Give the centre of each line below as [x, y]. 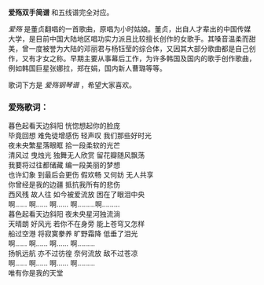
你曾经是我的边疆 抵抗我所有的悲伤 [64, 185]
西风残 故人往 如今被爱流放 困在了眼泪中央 [77, 195]
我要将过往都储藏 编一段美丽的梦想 [64, 165]
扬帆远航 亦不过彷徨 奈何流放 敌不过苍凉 [73, 254]
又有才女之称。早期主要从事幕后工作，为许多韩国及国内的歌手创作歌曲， [139, 58]
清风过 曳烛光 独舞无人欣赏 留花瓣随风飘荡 [77, 155]
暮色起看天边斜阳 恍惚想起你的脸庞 [64, 126]
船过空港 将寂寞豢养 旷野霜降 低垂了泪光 [73, 234]
